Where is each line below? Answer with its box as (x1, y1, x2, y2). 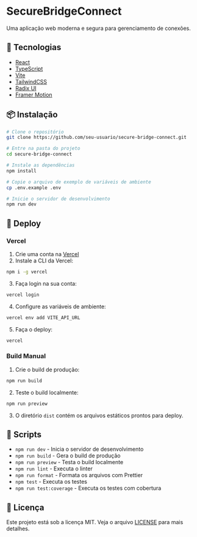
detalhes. (6, 525, 30, 533)
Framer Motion (15, 91, 53, 98)
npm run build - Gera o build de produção (15, 452, 121, 459)
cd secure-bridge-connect (6, 151, 72, 157)
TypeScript (15, 65, 43, 72)
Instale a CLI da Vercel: (15, 257, 73, 264)
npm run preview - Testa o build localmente (15, 459, 124, 466)
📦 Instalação (6, 109, 58, 120)
